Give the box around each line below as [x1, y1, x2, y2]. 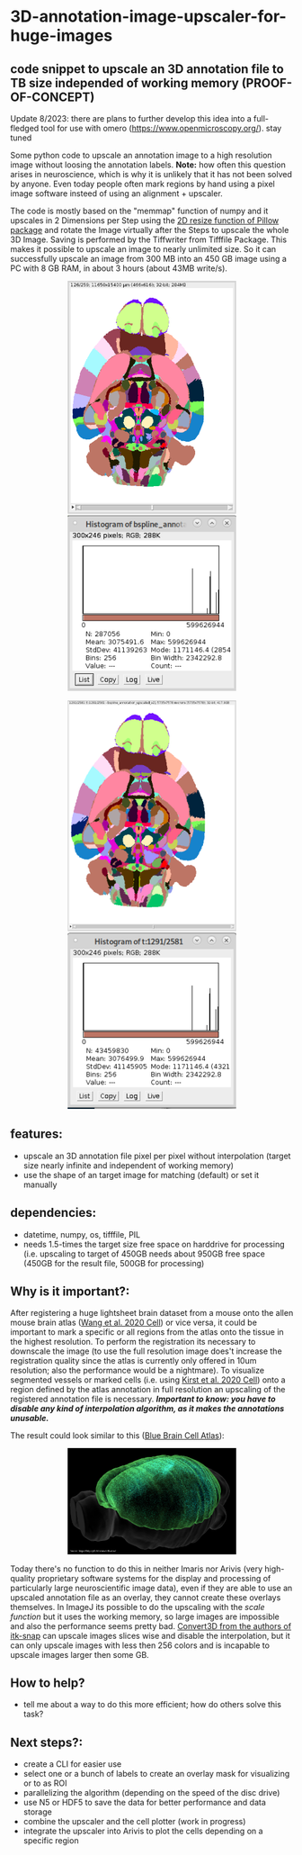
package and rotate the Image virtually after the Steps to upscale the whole [10, 225, 289, 235]
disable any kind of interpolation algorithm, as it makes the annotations [10, 1403, 285, 1414]
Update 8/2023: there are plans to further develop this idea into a [10, 113, 253, 123]
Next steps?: [10, 1734, 84, 1750]
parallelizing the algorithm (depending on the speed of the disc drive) [22, 1787, 280, 1798]
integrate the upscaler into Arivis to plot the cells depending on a [22, 1825, 263, 1837]
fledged [10, 123, 40, 133]
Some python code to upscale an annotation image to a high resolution [10, 150, 272, 160]
